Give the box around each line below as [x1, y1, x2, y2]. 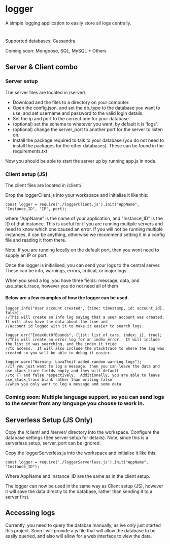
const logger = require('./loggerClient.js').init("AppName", [5, 202, 140, 207]
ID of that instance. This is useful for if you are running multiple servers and [5, 221, 163, 227]
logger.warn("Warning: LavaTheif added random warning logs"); [5, 359, 142, 365]
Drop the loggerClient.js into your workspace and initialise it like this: [5, 192, 149, 198]
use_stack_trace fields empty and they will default [5, 368, 119, 374]
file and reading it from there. [5, 237, 66, 243]
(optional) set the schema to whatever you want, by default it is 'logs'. [12, 121, 158, 127]
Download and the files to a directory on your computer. [12, 99, 130, 105]
